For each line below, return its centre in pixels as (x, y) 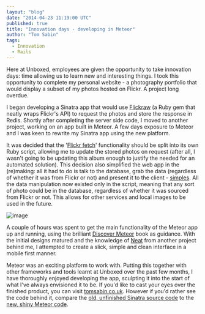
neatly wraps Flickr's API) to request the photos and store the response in (99, 113)
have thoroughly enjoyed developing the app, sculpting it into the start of (98, 278)
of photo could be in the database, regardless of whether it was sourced (97, 190)
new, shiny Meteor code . (37, 304)
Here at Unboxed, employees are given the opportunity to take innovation (99, 69)
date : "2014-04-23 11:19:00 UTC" (49, 18)
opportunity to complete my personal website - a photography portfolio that (102, 82)
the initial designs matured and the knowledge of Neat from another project (101, 240)
